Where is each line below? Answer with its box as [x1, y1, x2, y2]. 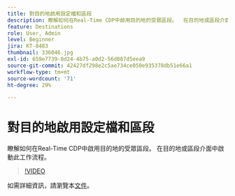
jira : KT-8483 [7, 43, 49, 50]
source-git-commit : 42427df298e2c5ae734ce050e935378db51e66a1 [7, 62, 192, 69]
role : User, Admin [7, 29, 61, 37]
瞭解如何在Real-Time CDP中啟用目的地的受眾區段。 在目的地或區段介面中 [7, 144, 218, 153]
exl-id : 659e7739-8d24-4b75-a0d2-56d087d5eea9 [7, 56, 145, 63]
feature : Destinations [7, 23, 73, 30]
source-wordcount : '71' [7, 75, 77, 82]
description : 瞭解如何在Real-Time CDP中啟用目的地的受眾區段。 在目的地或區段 [7, 17, 220, 24]
